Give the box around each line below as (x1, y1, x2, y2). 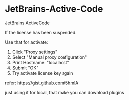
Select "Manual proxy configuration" (12, 54, 87, 60)
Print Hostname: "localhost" (12, 59, 69, 65)
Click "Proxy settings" (12, 49, 58, 55)
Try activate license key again (12, 70, 73, 76)
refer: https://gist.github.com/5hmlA (5, 80, 79, 86)
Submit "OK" (12, 65, 39, 71)
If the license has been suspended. (5, 29, 77, 35)
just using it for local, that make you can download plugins (5, 89, 124, 95)
